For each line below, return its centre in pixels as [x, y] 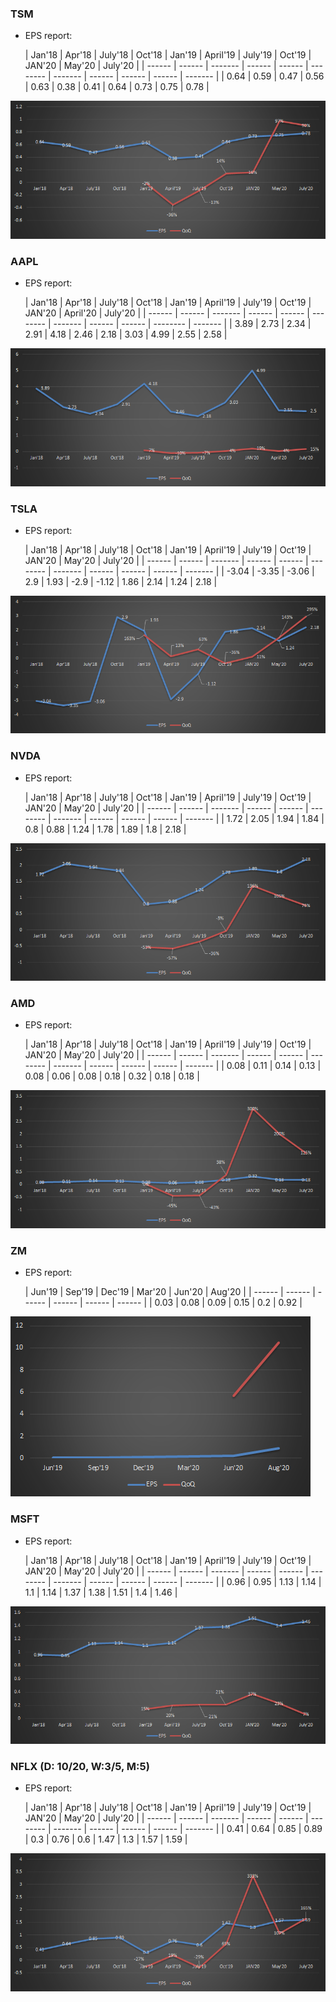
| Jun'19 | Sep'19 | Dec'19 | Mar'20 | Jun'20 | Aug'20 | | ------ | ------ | [170, 1292]
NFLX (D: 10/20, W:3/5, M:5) [80, 1766]
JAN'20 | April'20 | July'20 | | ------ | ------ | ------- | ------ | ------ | [167, 313]
